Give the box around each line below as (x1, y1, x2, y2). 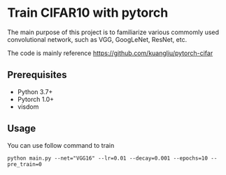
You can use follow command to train (7, 141, 115, 149)
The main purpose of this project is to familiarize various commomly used (7, 28, 219, 36)
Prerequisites (7, 69, 67, 81)
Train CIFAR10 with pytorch (7, 5, 169, 21)
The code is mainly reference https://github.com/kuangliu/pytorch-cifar (7, 49, 213, 57)
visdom (17, 102, 39, 111)
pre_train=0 (7, 160, 42, 168)
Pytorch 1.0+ (17, 95, 55, 103)
